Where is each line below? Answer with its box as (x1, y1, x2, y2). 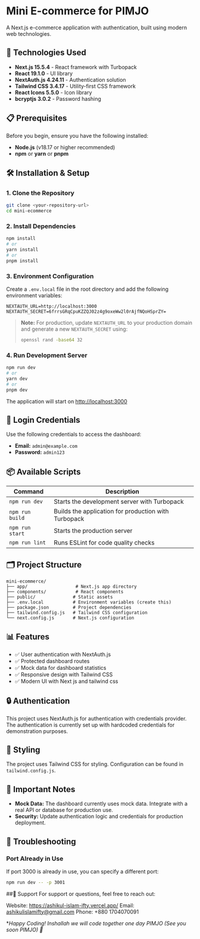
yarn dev (6, 375, 28, 381)
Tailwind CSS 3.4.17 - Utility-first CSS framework (14, 82, 136, 90)
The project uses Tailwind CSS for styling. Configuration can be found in (6, 761, 184, 768)
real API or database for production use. (14, 806, 113, 814)
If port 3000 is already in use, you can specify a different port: (6, 867, 159, 875)
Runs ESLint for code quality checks (54, 538, 155, 547)
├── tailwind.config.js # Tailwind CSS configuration (6, 609, 148, 615)
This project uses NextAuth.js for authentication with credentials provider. (6, 715, 187, 722)
